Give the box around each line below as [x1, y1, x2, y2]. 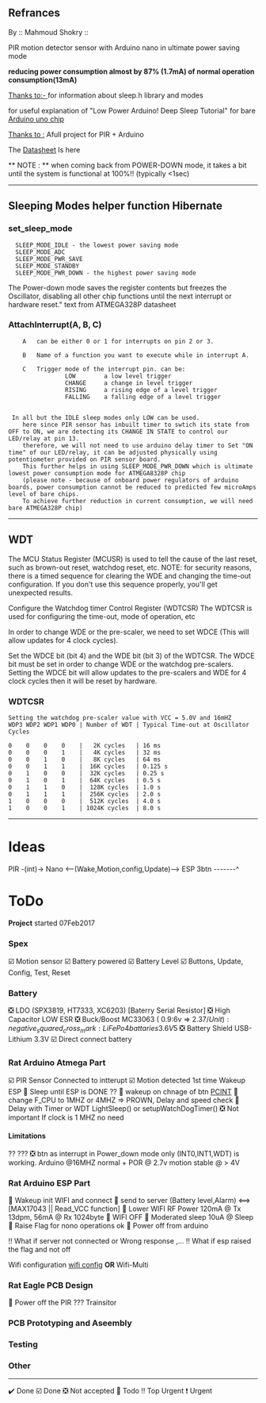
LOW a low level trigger [64, 372, 172, 380]
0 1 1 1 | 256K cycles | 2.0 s [8, 790, 161, 798]
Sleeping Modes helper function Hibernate [8, 199, 223, 213]
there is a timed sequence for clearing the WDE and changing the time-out [8, 571, 252, 580]
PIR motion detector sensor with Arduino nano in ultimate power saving [8, 43, 240, 52]
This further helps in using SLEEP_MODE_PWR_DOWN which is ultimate [22, 462, 253, 471]
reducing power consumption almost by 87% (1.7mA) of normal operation [8, 67, 255, 76]
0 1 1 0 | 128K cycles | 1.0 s [8, 783, 161, 791]
